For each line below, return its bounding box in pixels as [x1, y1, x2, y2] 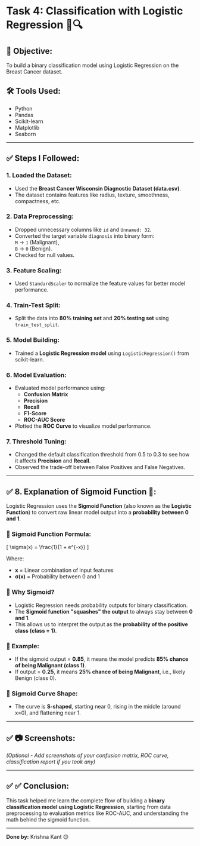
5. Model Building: [6, 336, 60, 344]
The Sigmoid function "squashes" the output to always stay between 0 [14, 608, 193, 615]
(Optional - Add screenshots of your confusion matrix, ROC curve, [6, 752, 169, 759]
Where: [6, 555, 24, 562]
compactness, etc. [14, 197, 61, 204]
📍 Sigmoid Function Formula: [6, 530, 91, 538]
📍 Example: [6, 642, 40, 650]
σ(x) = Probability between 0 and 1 [14, 573, 100, 580]
